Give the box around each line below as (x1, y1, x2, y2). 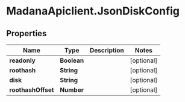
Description (89, 46, 125, 54)
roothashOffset (9, 86, 54, 94)
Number (60, 86, 84, 94)
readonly (9, 56, 36, 65)
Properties (6, 28, 47, 39)
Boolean (60, 56, 84, 65)
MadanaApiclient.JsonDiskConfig (6, 4, 180, 18)
